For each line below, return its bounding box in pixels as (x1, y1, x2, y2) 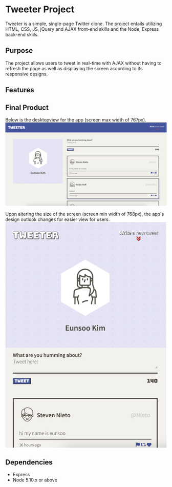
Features (5, 86, 34, 94)
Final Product (5, 103, 49, 112)
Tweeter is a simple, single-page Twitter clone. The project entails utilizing (5, 21, 162, 27)
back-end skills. (5, 31, 39, 37)
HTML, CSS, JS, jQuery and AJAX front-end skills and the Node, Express (5, 26, 159, 32)
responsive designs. (5, 71, 48, 77)
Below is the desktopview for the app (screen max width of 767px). (5, 116, 147, 123)
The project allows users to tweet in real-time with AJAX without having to (5, 60, 162, 66)
